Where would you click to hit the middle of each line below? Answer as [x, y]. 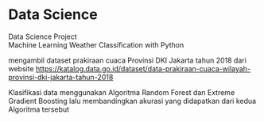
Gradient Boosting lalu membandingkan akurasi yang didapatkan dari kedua [132, 101]
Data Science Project [43, 36]
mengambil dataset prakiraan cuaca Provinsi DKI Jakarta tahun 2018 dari [127, 60]
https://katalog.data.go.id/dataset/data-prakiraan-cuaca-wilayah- [143, 68]
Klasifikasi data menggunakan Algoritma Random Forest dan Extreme [122, 92]
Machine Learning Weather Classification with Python [96, 44]
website [21, 68]
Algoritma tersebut [39, 109]
